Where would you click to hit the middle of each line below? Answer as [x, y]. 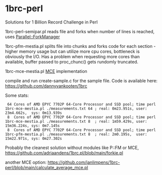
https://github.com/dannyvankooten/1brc [46, 86]
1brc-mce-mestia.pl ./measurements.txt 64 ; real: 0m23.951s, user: [76, 109]
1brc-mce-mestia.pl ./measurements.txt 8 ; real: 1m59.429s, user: [76, 121]
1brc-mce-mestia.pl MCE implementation [46, 71]
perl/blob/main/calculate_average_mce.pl [47, 167]
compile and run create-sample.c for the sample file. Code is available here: [81, 81]
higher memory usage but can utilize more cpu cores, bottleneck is [72, 51]
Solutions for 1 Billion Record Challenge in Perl [51, 22]
